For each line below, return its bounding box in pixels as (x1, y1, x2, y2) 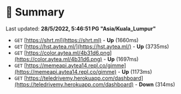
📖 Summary (5, 5, 65, 19)
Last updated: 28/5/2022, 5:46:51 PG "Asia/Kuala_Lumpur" (5, 25, 156, 32)
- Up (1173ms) (117, 68, 152, 75)
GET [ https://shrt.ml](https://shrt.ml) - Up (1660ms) (14, 36, 139, 43)
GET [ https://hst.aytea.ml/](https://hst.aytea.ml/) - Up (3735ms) (14, 43, 169, 50)
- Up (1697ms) (103, 55, 139, 62)
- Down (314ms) (135, 80, 176, 88)
